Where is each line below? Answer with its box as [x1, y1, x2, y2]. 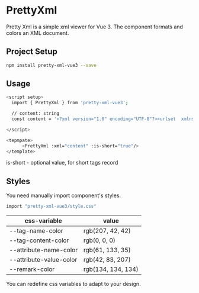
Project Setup [6, 47, 58, 57]
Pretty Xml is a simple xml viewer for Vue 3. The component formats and [6, 23, 184, 30]
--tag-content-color [9, 236, 69, 244]
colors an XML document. [6, 29, 69, 36]
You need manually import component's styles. [6, 192, 121, 199]
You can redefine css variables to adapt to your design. [6, 281, 141, 288]
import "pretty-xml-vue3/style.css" [6, 204, 97, 210]
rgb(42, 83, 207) [83, 256, 131, 264]
